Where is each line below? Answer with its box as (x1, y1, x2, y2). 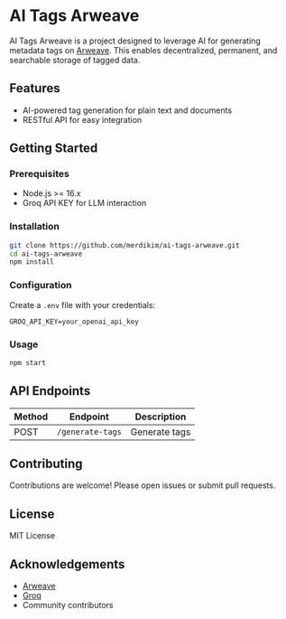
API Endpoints (9, 383, 91, 399)
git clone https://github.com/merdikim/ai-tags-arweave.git (9, 240, 241, 249)
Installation (9, 220, 60, 233)
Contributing (9, 456, 83, 472)
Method (14, 410, 49, 423)
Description (134, 410, 187, 423)
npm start (9, 358, 47, 367)
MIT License (9, 530, 56, 541)
